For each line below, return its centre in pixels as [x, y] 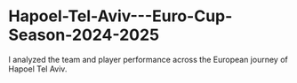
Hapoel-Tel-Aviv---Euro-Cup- [120, 16]
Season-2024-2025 [84, 35]
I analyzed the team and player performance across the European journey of [148, 59]
